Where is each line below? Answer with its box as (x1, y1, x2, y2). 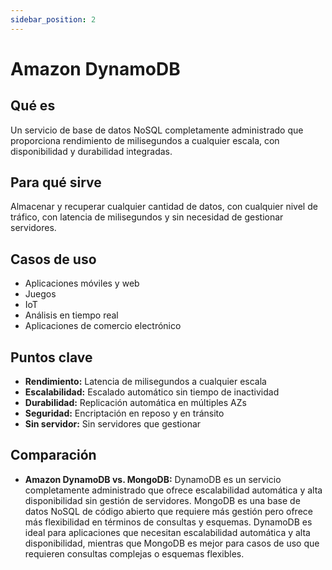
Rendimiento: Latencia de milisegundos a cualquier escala (24, 376, 267, 388)
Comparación (10, 447, 97, 464)
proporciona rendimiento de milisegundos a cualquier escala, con (10, 134, 280, 146)
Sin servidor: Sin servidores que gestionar (24, 418, 202, 430)
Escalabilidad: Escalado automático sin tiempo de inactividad (24, 386, 280, 398)
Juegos (24, 288, 57, 300)
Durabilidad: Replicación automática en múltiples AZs (24, 397, 247, 409)
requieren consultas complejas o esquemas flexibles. (24, 547, 245, 560)
